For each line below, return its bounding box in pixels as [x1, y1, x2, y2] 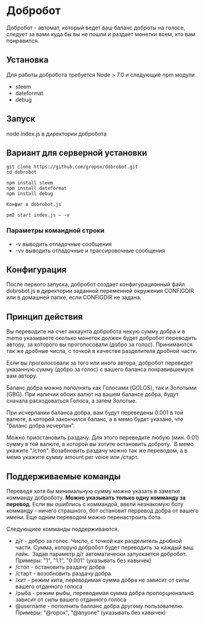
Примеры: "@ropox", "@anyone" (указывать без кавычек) [15, 609, 166, 616]
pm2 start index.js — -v [6, 212, 70, 218]
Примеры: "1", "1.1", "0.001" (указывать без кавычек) [15, 557, 152, 564]
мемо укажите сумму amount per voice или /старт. [6, 453, 139, 461]
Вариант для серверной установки [6, 148, 147, 158]
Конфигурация [6, 265, 67, 275]
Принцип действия [6, 311, 83, 322]
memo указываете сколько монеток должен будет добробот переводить [6, 335, 197, 342]
